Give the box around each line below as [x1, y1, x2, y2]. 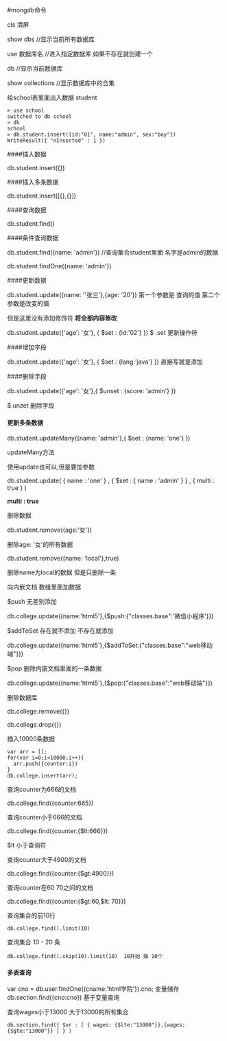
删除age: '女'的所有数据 [7, 541, 73, 549]
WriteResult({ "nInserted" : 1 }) [7, 137, 106, 144]
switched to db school [7, 113, 72, 120]
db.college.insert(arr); [7, 773, 78, 780]
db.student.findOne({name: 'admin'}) [7, 262, 112, 270]
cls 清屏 [7, 21, 29, 29]
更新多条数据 [7, 418, 43, 427]
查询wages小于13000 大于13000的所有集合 [7, 1008, 129, 1016]
